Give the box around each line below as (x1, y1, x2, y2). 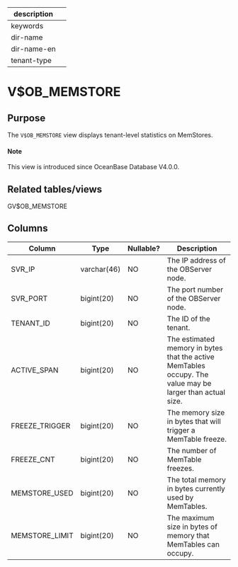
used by (166, 492, 194, 502)
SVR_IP (11, 264, 35, 274)
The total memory (166, 474, 227, 484)
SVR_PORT (11, 293, 48, 303)
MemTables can (166, 539, 220, 549)
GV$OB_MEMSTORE (7, 202, 67, 211)
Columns (7, 222, 48, 234)
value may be (166, 378, 212, 388)
